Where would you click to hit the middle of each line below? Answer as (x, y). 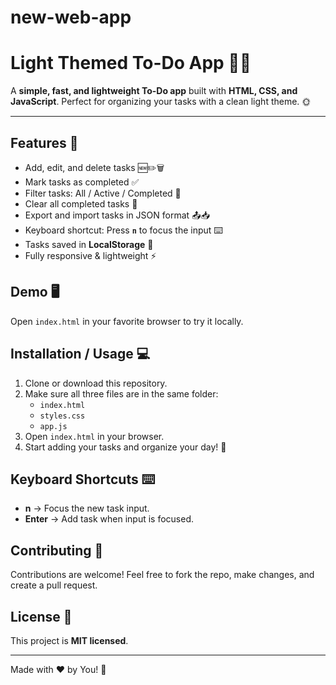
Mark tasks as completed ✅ (82, 182)
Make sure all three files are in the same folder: (121, 393)
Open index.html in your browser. (94, 436)
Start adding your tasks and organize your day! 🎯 (125, 447)
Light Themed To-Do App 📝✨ (131, 63)
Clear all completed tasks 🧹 (81, 203)
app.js (53, 426)
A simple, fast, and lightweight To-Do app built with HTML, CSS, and (154, 91)
